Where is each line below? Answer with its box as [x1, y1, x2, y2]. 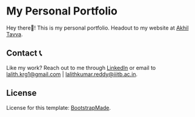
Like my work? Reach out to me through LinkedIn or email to [6, 64, 156, 71]
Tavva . [6, 30, 23, 37]
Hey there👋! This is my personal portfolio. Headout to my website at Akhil [6, 24, 189, 31]
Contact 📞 [6, 48, 42, 58]
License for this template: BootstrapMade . [6, 104, 111, 111]
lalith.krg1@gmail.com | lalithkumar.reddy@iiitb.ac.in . [6, 71, 138, 78]
